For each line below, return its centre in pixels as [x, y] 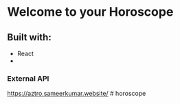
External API [28, 78]
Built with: [29, 37]
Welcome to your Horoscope [90, 12]
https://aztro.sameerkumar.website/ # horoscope [77, 94]
